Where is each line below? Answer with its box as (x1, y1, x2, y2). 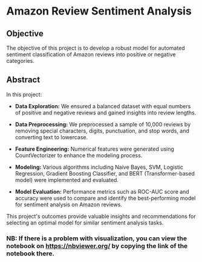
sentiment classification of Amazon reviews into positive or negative (6, 51, 176, 58)
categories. (6, 57, 34, 64)
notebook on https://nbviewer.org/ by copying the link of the (6, 241, 188, 250)
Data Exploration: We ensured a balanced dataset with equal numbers (15, 102, 191, 110)
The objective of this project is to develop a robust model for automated (6, 44, 186, 51)
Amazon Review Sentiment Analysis (6, 4, 192, 18)
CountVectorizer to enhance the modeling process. (15, 151, 143, 159)
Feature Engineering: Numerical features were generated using (15, 145, 174, 152)
